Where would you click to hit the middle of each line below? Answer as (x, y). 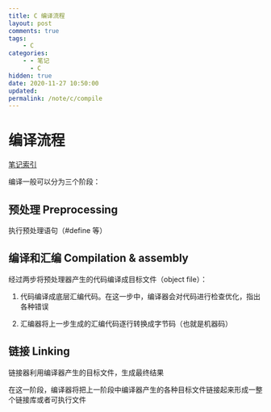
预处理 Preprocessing (63, 209)
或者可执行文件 (61, 399)
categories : (28, 53)
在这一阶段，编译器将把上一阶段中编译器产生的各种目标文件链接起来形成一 (132, 389)
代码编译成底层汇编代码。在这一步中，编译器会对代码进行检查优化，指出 (140, 296)
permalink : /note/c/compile (56, 98)
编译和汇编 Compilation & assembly (98, 258)
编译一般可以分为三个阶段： (54, 181)
